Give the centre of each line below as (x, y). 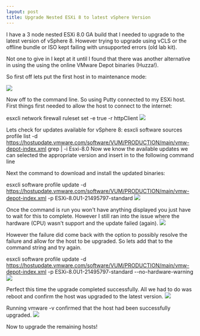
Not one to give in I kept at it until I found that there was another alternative (98, 59)
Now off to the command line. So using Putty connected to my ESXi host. (96, 99)
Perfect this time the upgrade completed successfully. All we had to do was (99, 289)
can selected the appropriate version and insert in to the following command (100, 155)
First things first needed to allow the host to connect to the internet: (89, 106)
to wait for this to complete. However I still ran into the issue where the (93, 216)
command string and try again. (44, 247)
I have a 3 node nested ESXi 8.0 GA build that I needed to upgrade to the (96, 34)
